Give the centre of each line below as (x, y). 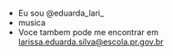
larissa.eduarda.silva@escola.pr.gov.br (91, 42)
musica (32, 23)
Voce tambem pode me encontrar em (88, 32)
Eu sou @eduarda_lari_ (61, 13)
